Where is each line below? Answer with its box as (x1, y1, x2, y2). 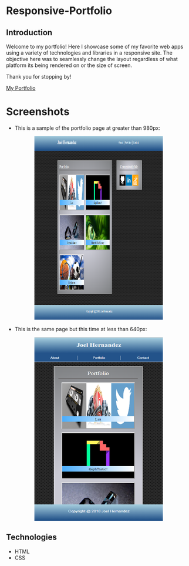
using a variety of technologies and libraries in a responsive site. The (6, 49, 173, 56)
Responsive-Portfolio (6, 4, 113, 18)
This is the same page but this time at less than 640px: (14, 325, 147, 332)
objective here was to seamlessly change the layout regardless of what (6, 56, 178, 62)
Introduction (6, 28, 53, 38)
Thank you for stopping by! (6, 73, 72, 80)
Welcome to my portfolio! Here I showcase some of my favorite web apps (6, 43, 184, 50)
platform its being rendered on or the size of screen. (6, 62, 133, 69)
